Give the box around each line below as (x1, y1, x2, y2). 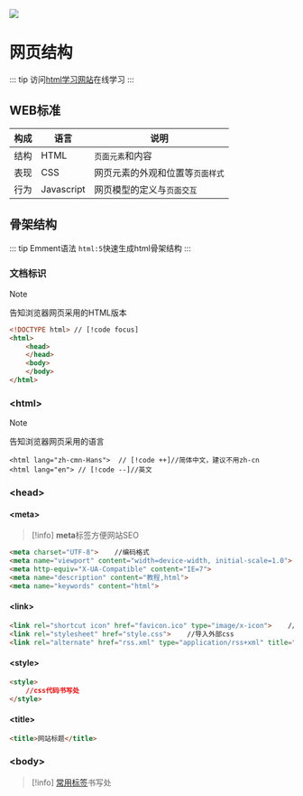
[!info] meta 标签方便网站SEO (31, 529, 140, 541)
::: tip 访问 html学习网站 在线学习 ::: (9, 73, 135, 85)
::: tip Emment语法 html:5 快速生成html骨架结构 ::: (9, 242, 191, 253)
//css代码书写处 (25, 686, 79, 695)
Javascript (41, 183, 86, 195)
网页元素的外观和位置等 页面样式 (94, 166, 225, 179)
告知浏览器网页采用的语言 (9, 436, 105, 447)
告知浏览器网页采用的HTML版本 (9, 307, 128, 318)
